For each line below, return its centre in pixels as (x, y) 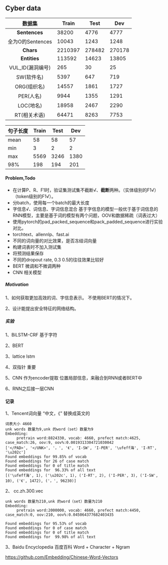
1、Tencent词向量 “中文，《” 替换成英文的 (48, 413)
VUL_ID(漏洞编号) (30, 67)
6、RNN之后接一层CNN (30, 388)
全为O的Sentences (30, 42)
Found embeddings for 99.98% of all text (50, 537)
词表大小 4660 (18, 424)
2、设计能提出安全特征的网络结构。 (42, 308)
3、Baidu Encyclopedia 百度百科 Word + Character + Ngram (68, 547)
